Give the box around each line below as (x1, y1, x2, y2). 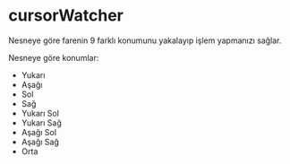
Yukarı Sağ (21, 117, 62, 128)
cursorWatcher (8, 5, 124, 26)
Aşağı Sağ (21, 136, 60, 147)
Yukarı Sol (21, 108, 60, 118)
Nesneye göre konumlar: (8, 52, 99, 63)
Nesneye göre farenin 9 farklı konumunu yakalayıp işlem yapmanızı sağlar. (8, 35, 282, 46)
